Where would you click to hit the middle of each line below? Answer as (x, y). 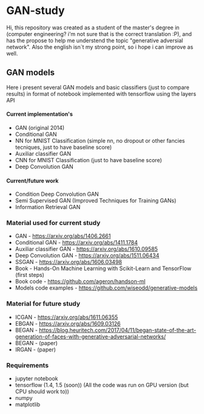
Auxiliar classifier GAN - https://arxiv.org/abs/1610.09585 (86, 249)
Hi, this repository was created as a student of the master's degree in (93, 27)
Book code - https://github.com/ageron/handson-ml (80, 282)
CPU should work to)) (42, 391)
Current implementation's (39, 114)
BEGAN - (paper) (36, 343)
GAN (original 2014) (40, 127)
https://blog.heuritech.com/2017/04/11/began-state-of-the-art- (118, 330)
